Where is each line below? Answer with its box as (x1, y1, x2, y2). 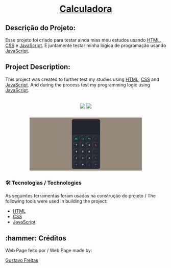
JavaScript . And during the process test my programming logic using (5, 81, 151, 87)
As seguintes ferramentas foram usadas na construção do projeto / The (5, 193, 156, 199)
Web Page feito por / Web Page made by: (5, 248, 92, 254)
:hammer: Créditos (5, 234, 66, 242)
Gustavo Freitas (5, 257, 38, 263)
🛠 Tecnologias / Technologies (5, 180, 82, 187)
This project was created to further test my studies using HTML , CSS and (5, 76, 159, 82)
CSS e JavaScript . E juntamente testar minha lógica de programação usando (5, 42, 166, 49)
